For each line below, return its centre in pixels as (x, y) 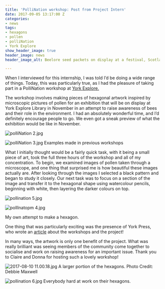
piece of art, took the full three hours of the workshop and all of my (73, 158)
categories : (17, 19)
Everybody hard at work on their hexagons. (87, 281)
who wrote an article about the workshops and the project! (64, 232)
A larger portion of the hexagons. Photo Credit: (106, 266)
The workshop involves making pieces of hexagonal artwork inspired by (78, 98)
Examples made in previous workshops (84, 143)
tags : (11, 28)
